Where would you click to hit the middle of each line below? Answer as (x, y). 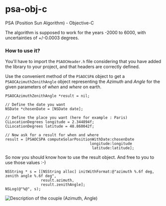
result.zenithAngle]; (63, 185)
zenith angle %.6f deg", (31, 176)
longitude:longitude (111, 144)
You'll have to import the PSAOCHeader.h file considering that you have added (83, 62)
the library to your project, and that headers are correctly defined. (73, 67)
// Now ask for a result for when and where (52, 135)
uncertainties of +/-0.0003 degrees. (42, 38)
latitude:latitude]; (113, 148)
